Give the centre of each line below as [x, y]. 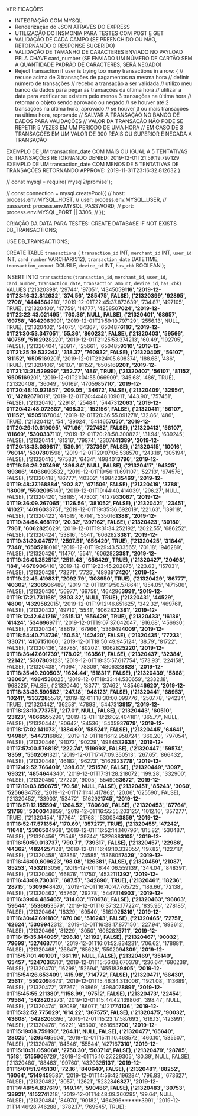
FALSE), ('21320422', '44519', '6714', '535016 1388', [69, 516]
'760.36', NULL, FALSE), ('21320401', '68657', [120, 315]
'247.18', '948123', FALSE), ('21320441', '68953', [124, 692]
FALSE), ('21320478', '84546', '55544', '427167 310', [69, 1044]
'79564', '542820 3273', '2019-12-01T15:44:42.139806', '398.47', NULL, [94, 1000]
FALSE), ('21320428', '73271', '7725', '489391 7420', [69, 572]
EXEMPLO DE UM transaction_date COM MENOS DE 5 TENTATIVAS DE [92, 164]
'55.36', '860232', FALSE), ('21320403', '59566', [123, 333]
